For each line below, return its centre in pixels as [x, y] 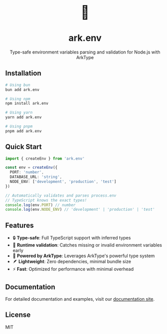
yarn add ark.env [24, 117]
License [18, 315]
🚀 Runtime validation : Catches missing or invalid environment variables [87, 245]
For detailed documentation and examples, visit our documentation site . [80, 299]
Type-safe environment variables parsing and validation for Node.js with [85, 52]
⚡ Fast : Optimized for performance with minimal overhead [73, 269]
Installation [23, 74]
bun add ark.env [22, 89]
